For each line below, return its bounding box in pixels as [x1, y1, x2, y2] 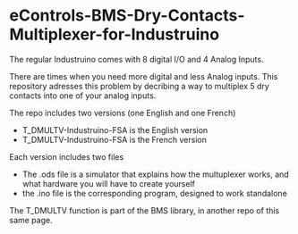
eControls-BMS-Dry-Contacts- [9, 5, 245, 26]
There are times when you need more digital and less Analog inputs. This [9, 71, 278, 81]
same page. [9, 214, 53, 225]
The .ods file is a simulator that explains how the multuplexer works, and [21, 169, 289, 180]
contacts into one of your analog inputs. [9, 90, 157, 101]
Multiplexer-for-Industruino [9, 24, 220, 45]
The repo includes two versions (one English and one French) [9, 107, 236, 118]
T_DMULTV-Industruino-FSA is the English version [21, 124, 209, 135]
